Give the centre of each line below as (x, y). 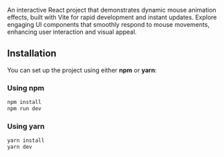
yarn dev (20, 147)
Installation (32, 53)
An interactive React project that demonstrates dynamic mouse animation (112, 10)
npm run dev (24, 108)
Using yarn (26, 126)
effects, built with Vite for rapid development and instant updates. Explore (112, 17)
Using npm (26, 87)
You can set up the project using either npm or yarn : (82, 70)
